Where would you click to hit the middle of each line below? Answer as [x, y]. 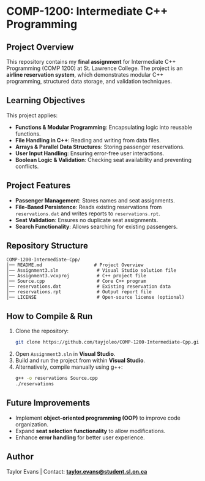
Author [20, 457]
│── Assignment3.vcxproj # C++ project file [76, 276]
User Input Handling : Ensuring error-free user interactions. [90, 153]
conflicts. [27, 166]
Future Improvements [48, 403]
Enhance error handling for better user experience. [80, 437]
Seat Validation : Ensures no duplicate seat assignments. [87, 220]
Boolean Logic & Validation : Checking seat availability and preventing [103, 160]
